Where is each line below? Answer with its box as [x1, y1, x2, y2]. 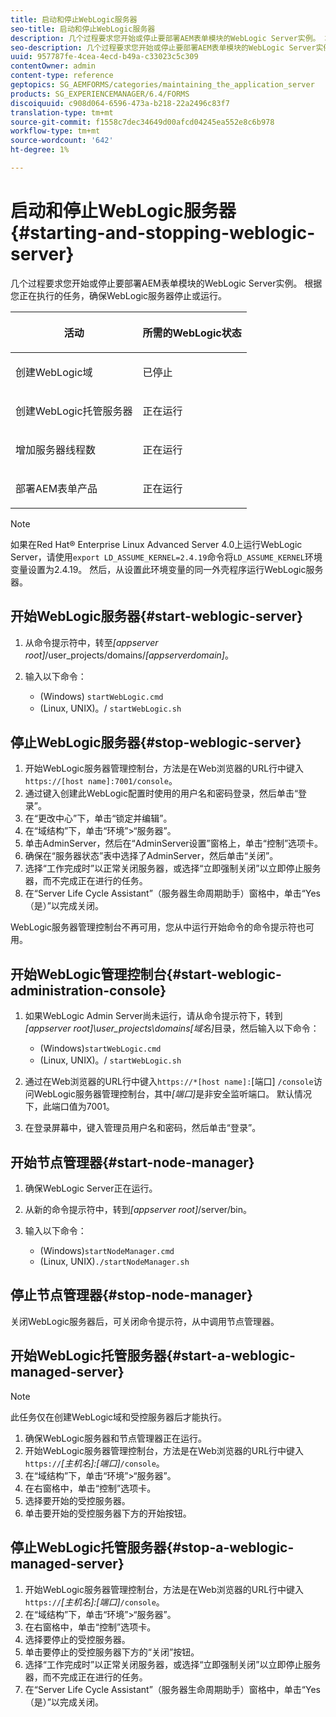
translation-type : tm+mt [10, 107, 114, 118]
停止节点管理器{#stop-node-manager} [10, 1287, 253, 1304]
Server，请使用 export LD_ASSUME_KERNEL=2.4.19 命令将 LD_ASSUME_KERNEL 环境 [10, 551, 323, 563]
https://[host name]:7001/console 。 [24, 775, 178, 787]
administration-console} [10, 982, 167, 999]
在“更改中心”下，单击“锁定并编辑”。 [24, 812, 173, 825]
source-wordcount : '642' [10, 136, 114, 146]
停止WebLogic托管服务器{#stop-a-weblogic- [10, 1539, 295, 1556]
